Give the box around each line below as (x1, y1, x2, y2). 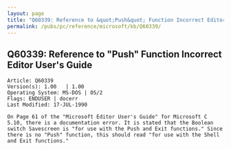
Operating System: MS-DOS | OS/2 (7, 89, 103, 96)
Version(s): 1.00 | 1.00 (7, 83, 85, 90)
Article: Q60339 (7, 77, 54, 85)
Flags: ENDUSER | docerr (7, 96, 78, 103)
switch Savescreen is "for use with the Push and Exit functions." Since (7, 125, 223, 133)
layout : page (7, 10, 45, 17)
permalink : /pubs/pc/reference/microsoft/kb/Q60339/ (7, 23, 162, 30)
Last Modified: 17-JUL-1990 (7, 101, 88, 109)
